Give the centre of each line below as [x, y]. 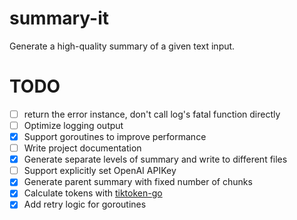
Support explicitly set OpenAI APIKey [100, 171]
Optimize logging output [73, 125]
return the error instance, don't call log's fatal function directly [152, 114]
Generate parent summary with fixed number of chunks [138, 182]
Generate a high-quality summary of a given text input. [122, 46]
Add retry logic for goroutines [85, 204]
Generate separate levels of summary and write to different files [155, 159]
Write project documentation [82, 148]
